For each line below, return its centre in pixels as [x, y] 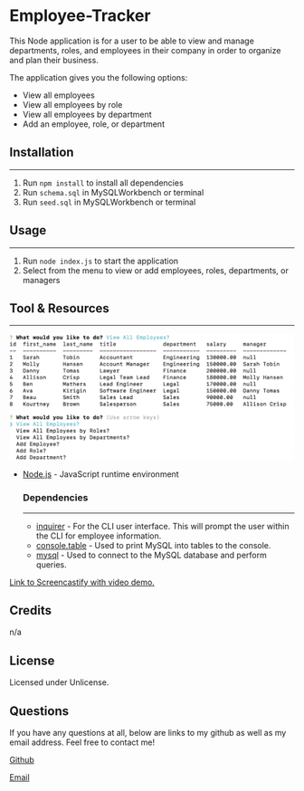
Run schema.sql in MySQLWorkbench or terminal [113, 192]
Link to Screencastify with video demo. [82, 582]
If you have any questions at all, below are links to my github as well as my [148, 733]
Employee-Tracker [80, 16]
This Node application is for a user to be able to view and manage [132, 41]
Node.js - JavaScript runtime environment [100, 474]
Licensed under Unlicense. [59, 682]
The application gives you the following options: [99, 77]
